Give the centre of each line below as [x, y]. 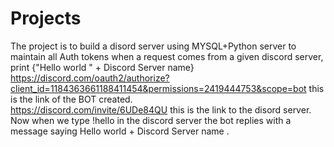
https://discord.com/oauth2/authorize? [90, 78]
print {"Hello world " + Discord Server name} [102, 67]
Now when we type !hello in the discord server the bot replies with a [151, 120]
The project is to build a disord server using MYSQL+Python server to [153, 46]
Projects [46, 18]
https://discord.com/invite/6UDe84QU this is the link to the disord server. [161, 109]
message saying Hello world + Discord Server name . [120, 131]
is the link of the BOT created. [71, 99]
